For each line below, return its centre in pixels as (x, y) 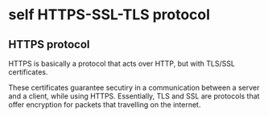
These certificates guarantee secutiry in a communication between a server (134, 87)
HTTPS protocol (49, 44)
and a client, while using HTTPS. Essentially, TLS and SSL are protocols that (134, 96)
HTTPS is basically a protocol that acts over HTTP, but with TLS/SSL (122, 63)
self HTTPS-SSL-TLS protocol (109, 15)
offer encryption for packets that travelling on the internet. (105, 105)
